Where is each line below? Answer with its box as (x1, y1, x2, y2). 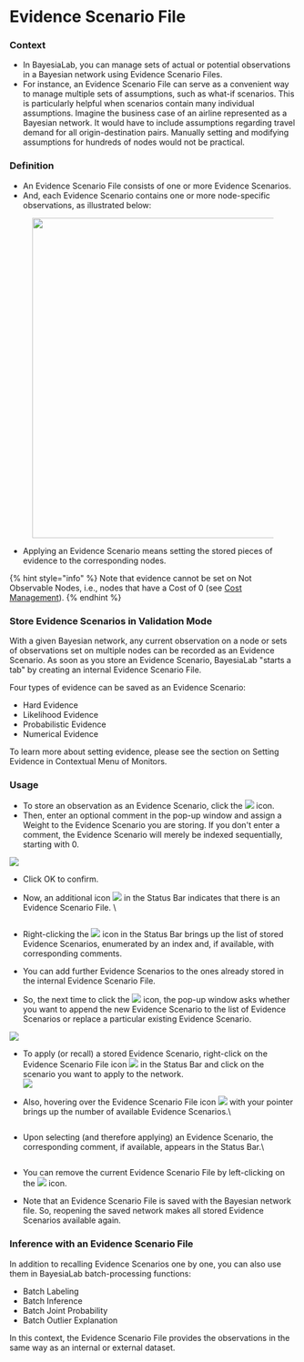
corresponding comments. (22, 948, 123, 959)
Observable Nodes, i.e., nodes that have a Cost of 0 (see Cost (9, 582, 243, 593)
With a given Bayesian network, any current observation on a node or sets (9, 635, 288, 647)
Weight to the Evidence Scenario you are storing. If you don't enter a (22, 820, 280, 831)
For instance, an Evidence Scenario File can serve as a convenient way (22, 79, 289, 90)
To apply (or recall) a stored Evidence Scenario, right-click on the (22, 1048, 269, 1059)
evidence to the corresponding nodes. (22, 555, 167, 566)
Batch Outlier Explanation (22, 1315, 118, 1326)
